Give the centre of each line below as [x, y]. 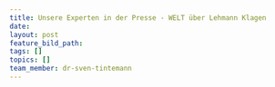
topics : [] [30, 60]
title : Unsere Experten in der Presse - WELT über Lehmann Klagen [138, 18]
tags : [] [26, 52]
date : [20, 26]
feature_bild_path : [46, 43]
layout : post [34, 34]
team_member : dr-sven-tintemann [71, 69]
